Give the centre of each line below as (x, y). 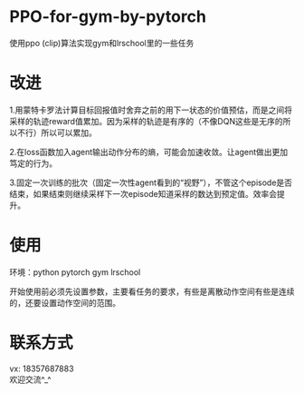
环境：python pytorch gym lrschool (75, 272)
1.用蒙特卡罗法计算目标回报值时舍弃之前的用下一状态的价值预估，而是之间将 (151, 110)
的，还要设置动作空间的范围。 (65, 302)
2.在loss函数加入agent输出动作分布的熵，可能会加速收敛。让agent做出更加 (149, 152)
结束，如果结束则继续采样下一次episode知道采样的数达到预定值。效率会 (143, 193)
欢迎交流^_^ (30, 379)
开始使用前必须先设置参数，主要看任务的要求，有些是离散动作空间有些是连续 (152, 291)
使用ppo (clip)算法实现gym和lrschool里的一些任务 (102, 43)
